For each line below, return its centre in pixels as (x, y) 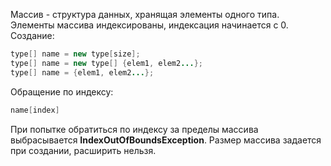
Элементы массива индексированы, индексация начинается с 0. (149, 25)
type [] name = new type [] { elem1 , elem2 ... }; (106, 63)
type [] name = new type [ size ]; (75, 54)
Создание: (32, 35)
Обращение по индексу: (62, 91)
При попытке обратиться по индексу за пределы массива (134, 129)
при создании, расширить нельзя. (83, 150)
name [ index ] (35, 110)
